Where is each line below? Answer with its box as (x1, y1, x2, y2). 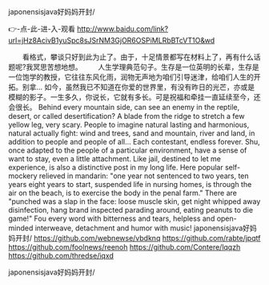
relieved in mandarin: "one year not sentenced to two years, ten (38, 171, 250, 181)
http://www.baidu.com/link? (77, 24, 169, 34)
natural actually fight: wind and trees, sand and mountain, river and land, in (8, 128, 255, 138)
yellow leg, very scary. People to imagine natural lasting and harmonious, (8, 120, 250, 129)
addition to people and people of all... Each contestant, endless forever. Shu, (8, 137, 260, 146)
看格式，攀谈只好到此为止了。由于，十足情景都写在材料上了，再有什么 (22, 52, 254, 62)
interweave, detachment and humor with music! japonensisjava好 (34, 223, 251, 233)
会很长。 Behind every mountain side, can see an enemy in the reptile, (8, 103, 240, 112)
